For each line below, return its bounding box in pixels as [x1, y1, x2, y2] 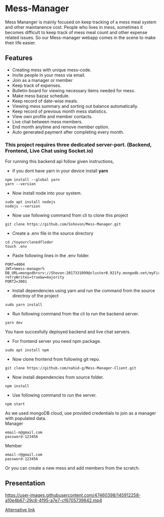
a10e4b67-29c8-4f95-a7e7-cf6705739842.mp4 [5, 497, 102, 503]
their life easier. [5, 40, 36, 45]
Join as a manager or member [12, 77, 73, 83]
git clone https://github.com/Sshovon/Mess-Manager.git [5, 222, 121, 227]
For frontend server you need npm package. [12, 338, 102, 344]
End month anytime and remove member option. [12, 124, 110, 130]
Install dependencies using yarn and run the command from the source [12, 288, 155, 294]
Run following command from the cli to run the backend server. [12, 311, 139, 317]
